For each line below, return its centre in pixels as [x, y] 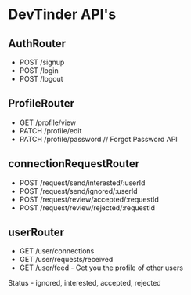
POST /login [39, 71]
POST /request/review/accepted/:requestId [89, 199]
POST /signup [42, 62]
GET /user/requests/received [66, 260]
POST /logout [41, 79]
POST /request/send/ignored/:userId [79, 191]
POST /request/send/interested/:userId [82, 183]
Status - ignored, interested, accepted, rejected [85, 283]
